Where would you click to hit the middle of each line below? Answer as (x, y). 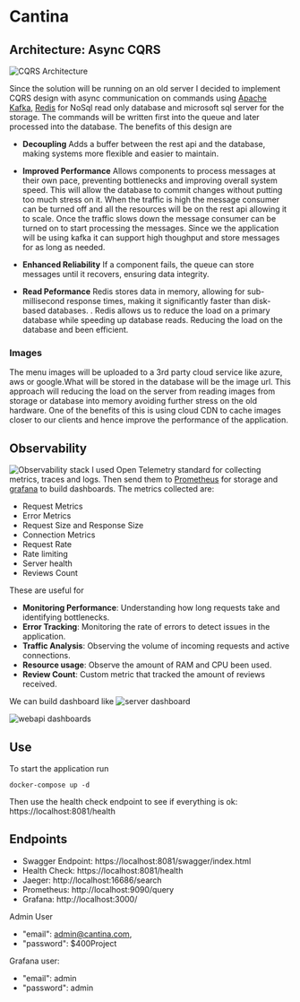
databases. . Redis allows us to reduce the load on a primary (159, 310)
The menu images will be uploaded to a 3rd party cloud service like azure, (146, 372)
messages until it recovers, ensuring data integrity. (116, 274)
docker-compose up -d (50, 785)
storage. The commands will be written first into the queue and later (134, 117)
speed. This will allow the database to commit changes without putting (152, 190)
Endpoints (39, 839)
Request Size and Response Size (83, 526)
